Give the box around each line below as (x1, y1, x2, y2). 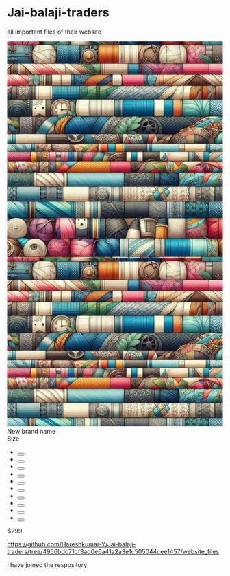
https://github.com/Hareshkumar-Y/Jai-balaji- (7, 540, 136, 548)
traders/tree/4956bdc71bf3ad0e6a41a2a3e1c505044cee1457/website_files (7, 547, 220, 555)
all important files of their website (7, 27, 101, 36)
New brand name (7, 427, 56, 435)
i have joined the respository (7, 560, 88, 568)
